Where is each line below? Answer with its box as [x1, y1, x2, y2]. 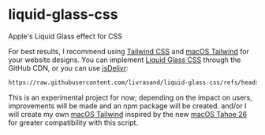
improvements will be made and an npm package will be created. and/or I [8, 100, 247, 111]
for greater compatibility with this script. [8, 118, 139, 127]
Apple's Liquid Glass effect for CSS [8, 31, 122, 41]
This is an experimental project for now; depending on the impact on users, [8, 93, 252, 102]
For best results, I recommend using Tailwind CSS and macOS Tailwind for [8, 46, 250, 56]
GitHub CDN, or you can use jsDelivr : [8, 63, 129, 72]
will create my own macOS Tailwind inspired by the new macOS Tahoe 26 [8, 109, 248, 119]
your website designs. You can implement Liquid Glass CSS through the [8, 55, 241, 64]
